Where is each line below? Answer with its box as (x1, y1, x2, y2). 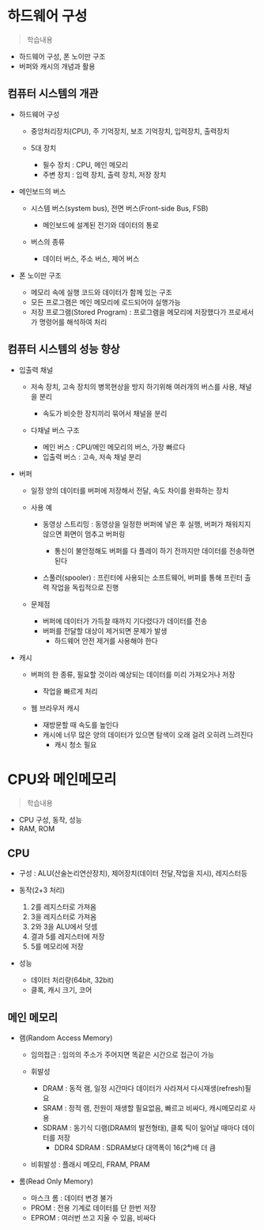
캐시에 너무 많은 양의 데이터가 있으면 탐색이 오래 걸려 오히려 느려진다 (42, 729, 254, 740)
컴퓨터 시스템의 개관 (7, 87, 99, 100)
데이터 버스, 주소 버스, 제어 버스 (42, 254, 140, 263)
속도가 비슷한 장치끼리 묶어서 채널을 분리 (42, 408, 168, 418)
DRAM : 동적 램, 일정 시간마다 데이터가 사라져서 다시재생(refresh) (42, 1084, 246, 1093)
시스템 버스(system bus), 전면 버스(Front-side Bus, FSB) (30, 203, 209, 213)
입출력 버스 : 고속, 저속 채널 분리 (42, 452, 141, 461)
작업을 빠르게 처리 (42, 686, 98, 696)
